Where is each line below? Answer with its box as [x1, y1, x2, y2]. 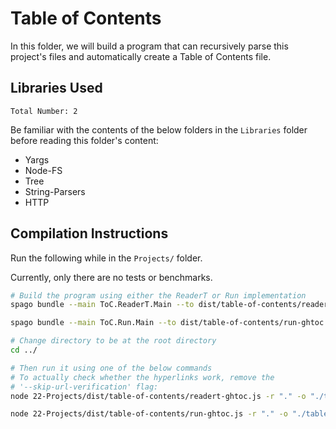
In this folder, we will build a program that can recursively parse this [10, 40, 289, 52]
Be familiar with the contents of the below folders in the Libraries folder [10, 123, 308, 136]
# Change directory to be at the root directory [10, 336, 217, 346]
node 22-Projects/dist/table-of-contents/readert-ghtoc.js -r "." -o [10, 391, 307, 401]
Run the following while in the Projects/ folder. [10, 252, 203, 264]
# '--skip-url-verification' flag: [10, 382, 159, 392]
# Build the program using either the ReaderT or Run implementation [10, 290, 307, 301]
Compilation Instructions [10, 225, 169, 242]
